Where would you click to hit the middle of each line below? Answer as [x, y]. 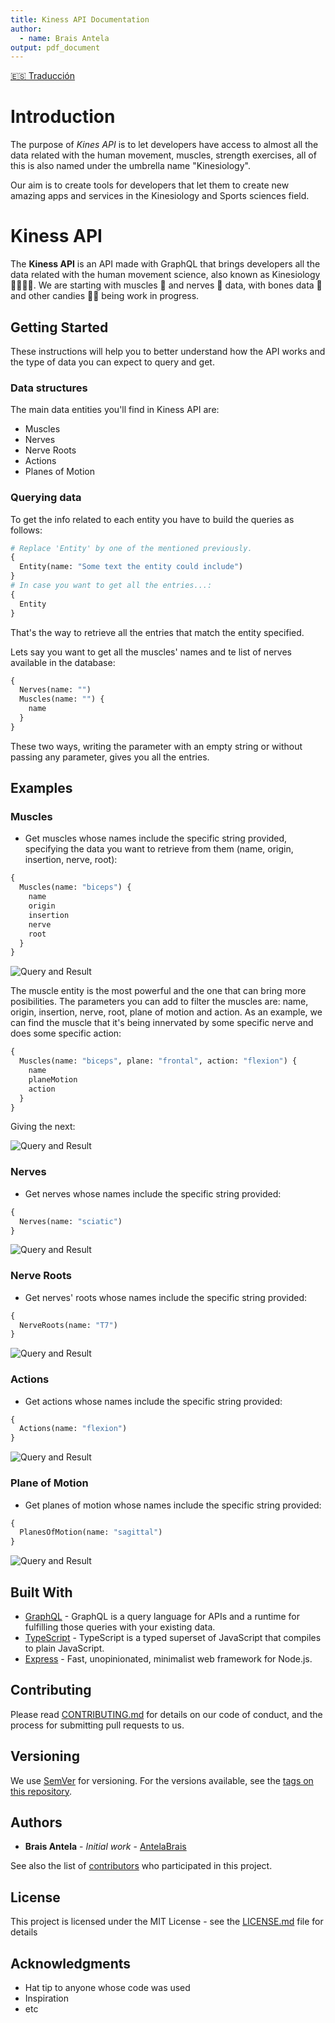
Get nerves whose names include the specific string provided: [153, 1193]
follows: [26, 530]
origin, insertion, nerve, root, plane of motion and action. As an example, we [166, 1012]
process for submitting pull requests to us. [97, 1725]
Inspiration [46, 1998]
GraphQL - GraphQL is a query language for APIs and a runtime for [162, 1616]
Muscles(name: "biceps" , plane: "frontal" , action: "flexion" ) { [158, 1061]
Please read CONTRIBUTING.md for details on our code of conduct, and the [166, 1714]
